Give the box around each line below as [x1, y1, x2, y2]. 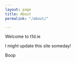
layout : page [5, 7, 31, 12]
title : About [5, 12, 31, 16]
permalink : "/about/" [5, 16, 49, 21]
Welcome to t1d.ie [5, 33, 41, 39]
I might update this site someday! [5, 43, 71, 49]
